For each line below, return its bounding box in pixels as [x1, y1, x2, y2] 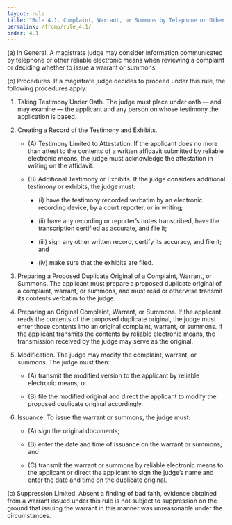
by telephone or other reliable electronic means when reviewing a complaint [7, 56, 224, 65]
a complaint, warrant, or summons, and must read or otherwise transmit [17, 286, 224, 296]
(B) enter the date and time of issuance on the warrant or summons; [27, 440, 222, 449]
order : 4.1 [7, 29, 39, 37]
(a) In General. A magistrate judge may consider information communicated [7, 49, 223, 57]
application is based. [17, 113, 77, 121]
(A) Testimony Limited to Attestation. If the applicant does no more [27, 140, 218, 148]
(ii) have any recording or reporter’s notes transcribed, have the [38, 217, 220, 225]
